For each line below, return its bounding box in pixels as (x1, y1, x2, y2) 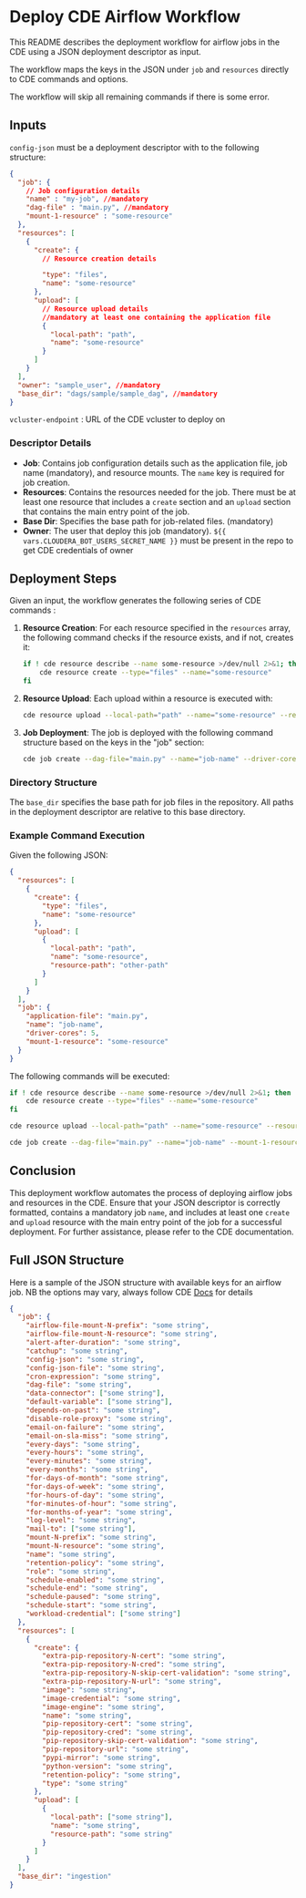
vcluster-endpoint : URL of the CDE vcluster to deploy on (9, 414, 226, 425)
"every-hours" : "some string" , (25, 1448, 145, 1458)
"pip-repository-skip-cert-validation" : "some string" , (42, 1737, 259, 1746)
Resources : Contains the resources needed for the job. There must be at (22, 486, 296, 498)
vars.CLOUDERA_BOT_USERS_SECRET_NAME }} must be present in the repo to (22, 535, 294, 546)
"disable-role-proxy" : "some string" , (25, 1414, 173, 1423)
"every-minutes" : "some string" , (25, 1457, 153, 1466)
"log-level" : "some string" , (25, 1516, 137, 1525)
